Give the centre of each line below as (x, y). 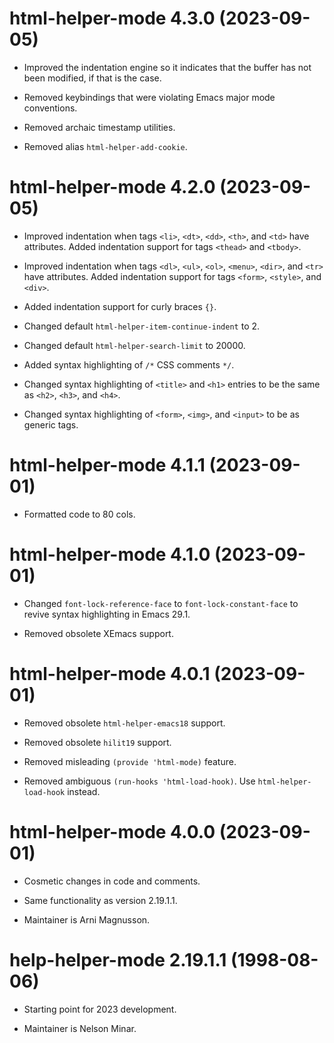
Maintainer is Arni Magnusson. (87, 919)
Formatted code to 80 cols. (79, 514)
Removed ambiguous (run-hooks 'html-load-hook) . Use (139, 781)
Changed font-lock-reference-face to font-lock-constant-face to (161, 603)
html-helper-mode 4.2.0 (112, 187)
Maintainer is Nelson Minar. (80, 1028)
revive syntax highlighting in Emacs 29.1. (107, 614)
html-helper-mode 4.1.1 (107, 465)
